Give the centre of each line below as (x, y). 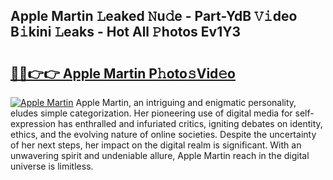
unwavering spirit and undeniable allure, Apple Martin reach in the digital (160, 155)
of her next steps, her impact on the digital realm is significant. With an (156, 145)
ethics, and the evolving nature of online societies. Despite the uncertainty (163, 134)
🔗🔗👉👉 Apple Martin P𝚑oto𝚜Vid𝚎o (123, 73)
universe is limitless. (52, 166)
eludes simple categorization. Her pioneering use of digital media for (151, 113)
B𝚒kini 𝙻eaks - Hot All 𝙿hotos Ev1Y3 (126, 32)
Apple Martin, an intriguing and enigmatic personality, (186, 102)
